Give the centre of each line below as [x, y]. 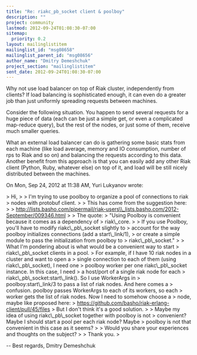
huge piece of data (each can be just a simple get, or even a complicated [95, 119]
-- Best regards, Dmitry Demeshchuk [51, 346]
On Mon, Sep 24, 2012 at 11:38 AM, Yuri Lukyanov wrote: [75, 185]
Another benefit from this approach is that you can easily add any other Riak [98, 161]
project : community [30, 22]
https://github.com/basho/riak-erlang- [123, 303]
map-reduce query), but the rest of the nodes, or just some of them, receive [98, 125]
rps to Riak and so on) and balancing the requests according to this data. [94, 155]
